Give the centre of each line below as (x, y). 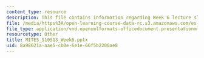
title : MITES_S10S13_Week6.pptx (47, 40)
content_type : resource (36, 12)
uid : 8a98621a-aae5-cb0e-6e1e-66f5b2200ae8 (62, 46)
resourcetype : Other (32, 34)
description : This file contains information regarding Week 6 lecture (99, 18)
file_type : (20, 29)
